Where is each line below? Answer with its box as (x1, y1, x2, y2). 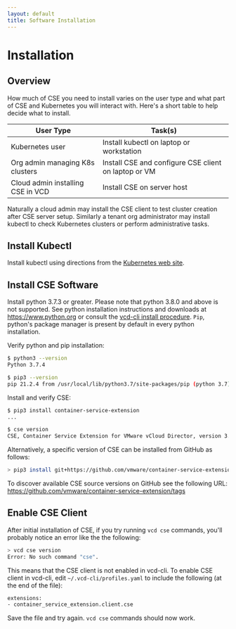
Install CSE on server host (103, 182, 188, 192)
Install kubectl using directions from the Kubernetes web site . (7, 258, 185, 267)
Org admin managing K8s (11, 158, 95, 167)
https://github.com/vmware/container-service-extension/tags (7, 487, 186, 495)
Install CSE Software (7, 279, 98, 291)
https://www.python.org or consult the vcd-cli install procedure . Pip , (7, 312, 205, 321)
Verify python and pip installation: (7, 341, 105, 350)
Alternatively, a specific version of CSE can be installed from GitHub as (7, 445, 213, 454)
